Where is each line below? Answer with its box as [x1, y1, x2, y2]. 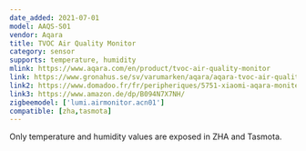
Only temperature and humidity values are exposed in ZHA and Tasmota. [9, 131, 282, 142]
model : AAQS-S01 [9, 22, 71, 31]
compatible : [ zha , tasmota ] [9, 106, 112, 116]
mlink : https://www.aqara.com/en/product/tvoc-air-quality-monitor [9, 65, 271, 74]
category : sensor [9, 47, 76, 56]
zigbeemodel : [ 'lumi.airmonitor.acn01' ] [9, 97, 166, 107]
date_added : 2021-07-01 [9, 13, 100, 23]
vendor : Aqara [9, 30, 64, 39]
